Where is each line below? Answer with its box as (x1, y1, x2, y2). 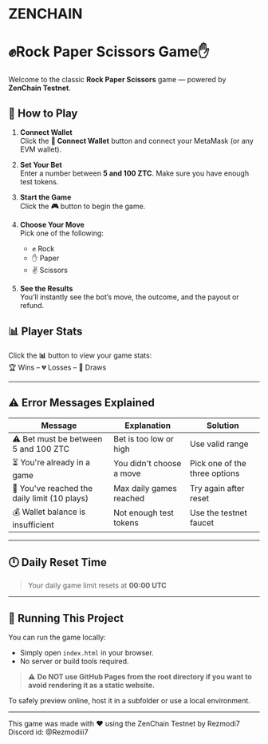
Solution (206, 420, 239, 431)
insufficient (12, 519, 54, 530)
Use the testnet (190, 508, 247, 519)
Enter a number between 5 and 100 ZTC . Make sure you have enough (19, 168, 250, 178)
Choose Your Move (19, 220, 85, 229)
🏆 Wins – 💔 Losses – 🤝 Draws (8, 362, 107, 372)
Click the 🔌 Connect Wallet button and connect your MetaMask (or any (19, 136, 254, 145)
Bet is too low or (112, 433, 174, 444)
